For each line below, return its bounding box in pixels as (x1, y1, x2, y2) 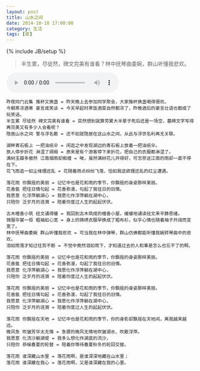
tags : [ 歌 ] (6, 31, 33, 37)
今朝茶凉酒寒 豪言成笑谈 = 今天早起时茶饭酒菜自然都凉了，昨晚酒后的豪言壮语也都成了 (6, 105, 192, 111)
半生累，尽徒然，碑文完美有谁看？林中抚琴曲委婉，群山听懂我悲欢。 (20, 60, 190, 67)
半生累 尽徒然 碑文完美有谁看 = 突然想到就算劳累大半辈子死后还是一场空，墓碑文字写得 (6, 118, 194, 124)
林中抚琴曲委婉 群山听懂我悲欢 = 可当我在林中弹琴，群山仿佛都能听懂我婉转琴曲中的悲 (6, 230, 192, 236)
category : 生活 (6, 25, 43, 32)
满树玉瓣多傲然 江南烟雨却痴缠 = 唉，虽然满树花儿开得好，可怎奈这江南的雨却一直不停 (6, 155, 192, 161)
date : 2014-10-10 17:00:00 (6, 20, 74, 26)
